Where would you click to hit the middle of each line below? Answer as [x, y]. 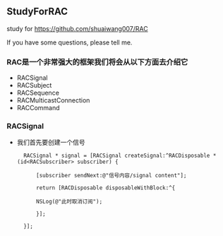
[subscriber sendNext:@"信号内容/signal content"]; [111, 176]
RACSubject [34, 85]
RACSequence [38, 93]
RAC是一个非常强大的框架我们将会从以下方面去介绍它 [97, 61]
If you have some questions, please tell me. [70, 42]
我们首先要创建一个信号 [51, 142]
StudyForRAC [37, 12]
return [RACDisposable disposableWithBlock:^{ [106, 188]
